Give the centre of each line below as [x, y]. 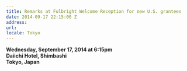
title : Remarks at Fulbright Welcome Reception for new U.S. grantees [94, 11]
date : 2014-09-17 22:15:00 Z [41, 17]
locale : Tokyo [23, 33]
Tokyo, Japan [23, 62]
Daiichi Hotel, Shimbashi [37, 56]
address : [17, 22]
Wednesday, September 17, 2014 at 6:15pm [59, 49]
